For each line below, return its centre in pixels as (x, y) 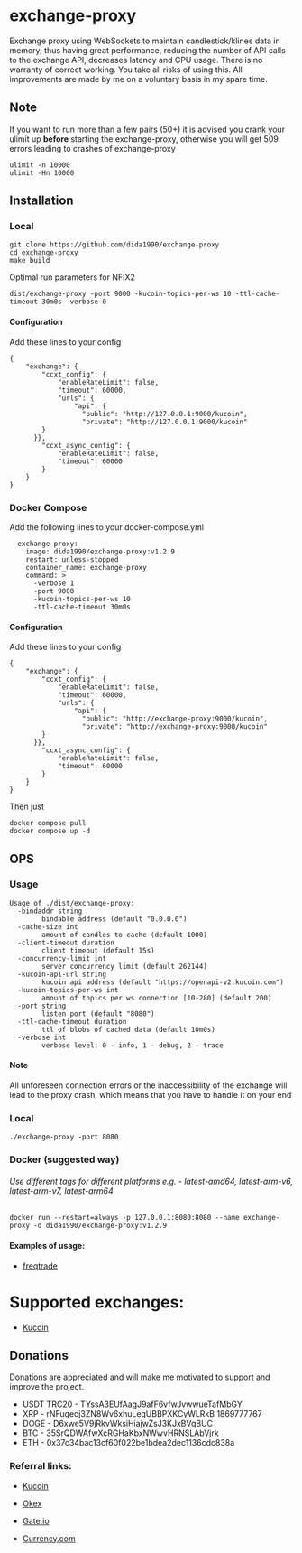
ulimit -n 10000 (40, 165)
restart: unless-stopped (72, 559)
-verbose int (42, 1037)
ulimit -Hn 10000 (42, 172)
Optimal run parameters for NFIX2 (72, 277)
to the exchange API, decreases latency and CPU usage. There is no (136, 60)
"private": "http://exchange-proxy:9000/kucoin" (175, 727)
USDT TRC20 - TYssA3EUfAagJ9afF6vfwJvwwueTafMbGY (133, 1404)
